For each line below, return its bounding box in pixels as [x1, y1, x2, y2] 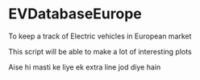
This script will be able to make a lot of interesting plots [8, 46, 192, 56]
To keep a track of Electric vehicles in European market [8, 31, 192, 41]
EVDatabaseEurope [8, 5, 143, 23]
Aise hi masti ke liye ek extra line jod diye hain [8, 62, 161, 72]
